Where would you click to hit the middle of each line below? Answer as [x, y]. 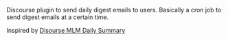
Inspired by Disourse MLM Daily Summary [66, 30]
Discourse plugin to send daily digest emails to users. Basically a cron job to [114, 10]
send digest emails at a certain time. [58, 17]
